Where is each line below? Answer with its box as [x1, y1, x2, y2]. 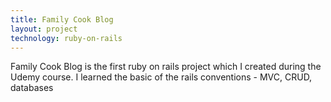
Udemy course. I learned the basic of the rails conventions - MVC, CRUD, [10, 71, 313, 83]
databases [10, 82, 54, 94]
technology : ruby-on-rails [10, 33, 123, 43]
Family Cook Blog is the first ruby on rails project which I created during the [10, 61, 322, 73]
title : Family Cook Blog [10, 14, 114, 25]
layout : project [10, 24, 78, 34]
